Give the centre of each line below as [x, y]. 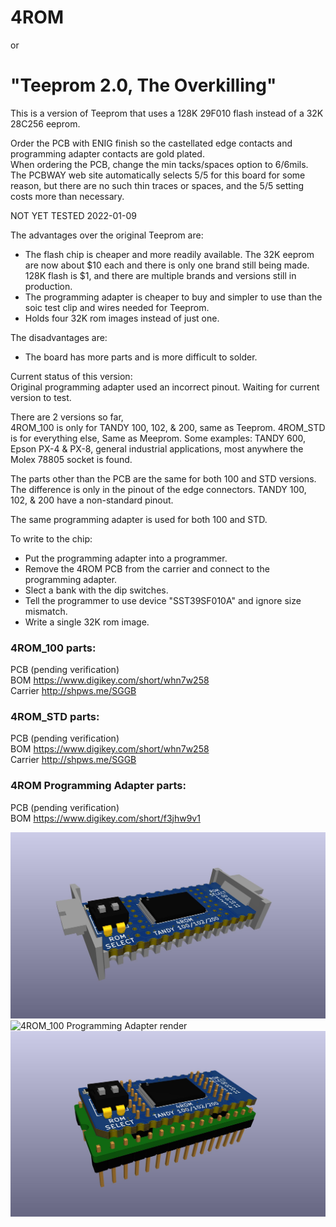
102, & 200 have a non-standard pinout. [92, 500]
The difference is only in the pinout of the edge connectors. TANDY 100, [158, 489]
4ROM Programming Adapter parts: [98, 786]
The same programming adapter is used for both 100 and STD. [139, 519]
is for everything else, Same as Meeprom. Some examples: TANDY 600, [158, 438]
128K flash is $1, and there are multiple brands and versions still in [160, 275]
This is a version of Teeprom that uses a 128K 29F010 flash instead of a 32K [167, 113]
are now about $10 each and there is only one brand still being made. [167, 265]
